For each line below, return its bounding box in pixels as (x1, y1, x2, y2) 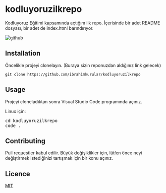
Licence (5, 170, 31, 178)
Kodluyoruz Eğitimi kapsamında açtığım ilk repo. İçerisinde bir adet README (5, 20, 160, 26)
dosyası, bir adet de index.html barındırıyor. (5, 25, 94, 31)
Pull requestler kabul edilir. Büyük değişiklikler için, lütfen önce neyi (5, 150, 142, 156)
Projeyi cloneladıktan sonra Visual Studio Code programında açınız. (5, 98, 142, 105)
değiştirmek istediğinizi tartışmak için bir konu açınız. (5, 155, 113, 161)
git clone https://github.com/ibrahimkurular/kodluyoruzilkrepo (5, 72, 141, 77)
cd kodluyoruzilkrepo (5, 118, 58, 124)
